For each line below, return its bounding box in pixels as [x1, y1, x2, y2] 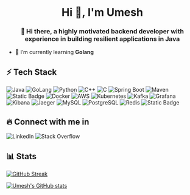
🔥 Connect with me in [6, 117, 90, 127]
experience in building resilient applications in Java [24, 35, 180, 43]
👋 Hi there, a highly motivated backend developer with [20, 27, 185, 36]
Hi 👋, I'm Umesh [61, 5, 143, 19]
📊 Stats [6, 151, 37, 162]
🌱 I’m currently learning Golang [15, 49, 94, 56]
